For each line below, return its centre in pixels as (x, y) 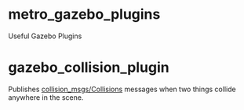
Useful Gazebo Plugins (45, 36)
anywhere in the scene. (46, 97)
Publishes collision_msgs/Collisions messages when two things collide (122, 89)
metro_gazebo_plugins (84, 14)
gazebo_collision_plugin (89, 67)
